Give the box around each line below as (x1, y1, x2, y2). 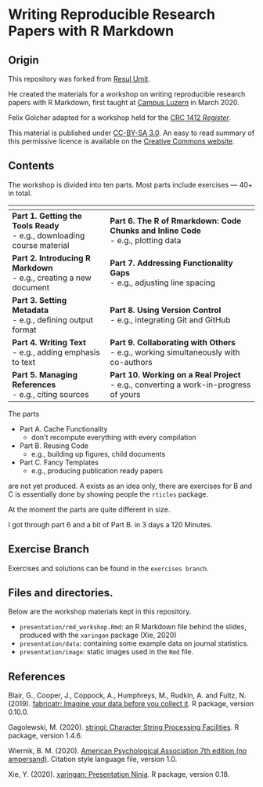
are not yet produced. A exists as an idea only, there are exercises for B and (8, 481, 253, 490)
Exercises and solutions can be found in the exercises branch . (8, 563, 209, 573)
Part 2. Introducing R (12, 253, 92, 264)
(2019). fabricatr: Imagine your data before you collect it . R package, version (8, 699, 254, 709)
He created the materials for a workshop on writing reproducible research (8, 89, 246, 99)
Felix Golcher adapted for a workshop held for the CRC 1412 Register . (8, 113, 232, 122)
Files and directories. (8, 586, 113, 599)
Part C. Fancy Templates (19, 457, 99, 467)
